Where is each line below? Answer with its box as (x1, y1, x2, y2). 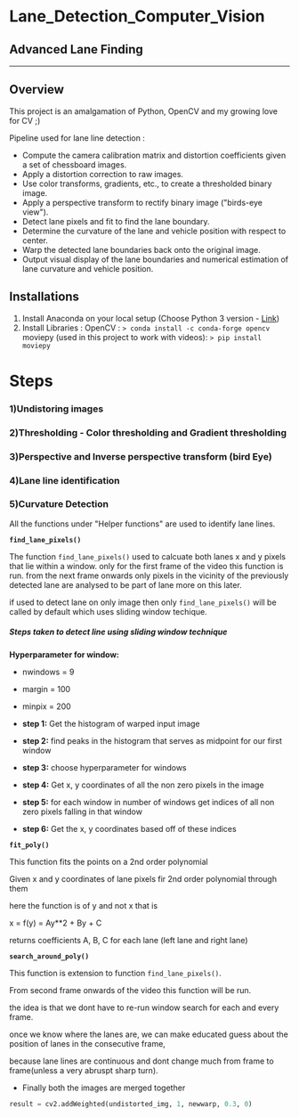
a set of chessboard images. (21, 159, 127, 170)
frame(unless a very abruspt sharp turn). (9, 1064, 158, 1075)
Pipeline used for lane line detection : (9, 132, 145, 143)
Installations (9, 289, 80, 305)
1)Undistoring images (9, 403, 104, 415)
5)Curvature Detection (9, 498, 109, 510)
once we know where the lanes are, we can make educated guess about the (9, 1029, 289, 1040)
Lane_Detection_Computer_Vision (9, 6, 265, 27)
